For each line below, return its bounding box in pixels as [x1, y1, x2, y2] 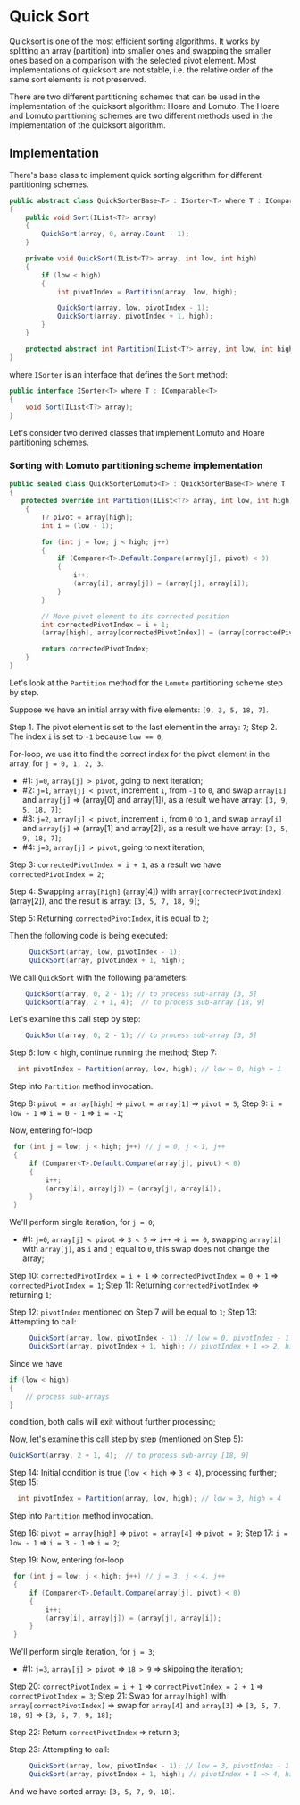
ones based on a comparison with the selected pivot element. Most [9, 55, 257, 65]
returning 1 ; [9, 1290, 52, 1300]
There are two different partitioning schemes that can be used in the [9, 91, 261, 102]
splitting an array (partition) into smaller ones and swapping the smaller [9, 45, 271, 55]
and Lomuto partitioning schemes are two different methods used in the [9, 110, 274, 121]
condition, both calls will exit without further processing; [9, 1417, 216, 1427]
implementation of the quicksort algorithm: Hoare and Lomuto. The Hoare [9, 100, 279, 111]
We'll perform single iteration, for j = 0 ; [9, 1217, 155, 1228]
